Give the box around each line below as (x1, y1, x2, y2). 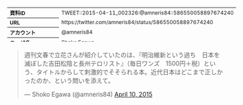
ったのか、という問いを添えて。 (23, 77, 115, 84)
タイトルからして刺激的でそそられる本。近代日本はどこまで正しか (36, 68, 223, 76)
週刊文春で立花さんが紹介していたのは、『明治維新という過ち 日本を (23, 51, 220, 59)
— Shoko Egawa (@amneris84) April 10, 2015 (23, 91, 153, 98)
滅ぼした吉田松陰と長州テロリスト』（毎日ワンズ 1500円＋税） (23, 60, 204, 67)
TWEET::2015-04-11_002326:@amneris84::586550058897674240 (61, 9, 234, 16)
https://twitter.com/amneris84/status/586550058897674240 (61, 19, 213, 26)
